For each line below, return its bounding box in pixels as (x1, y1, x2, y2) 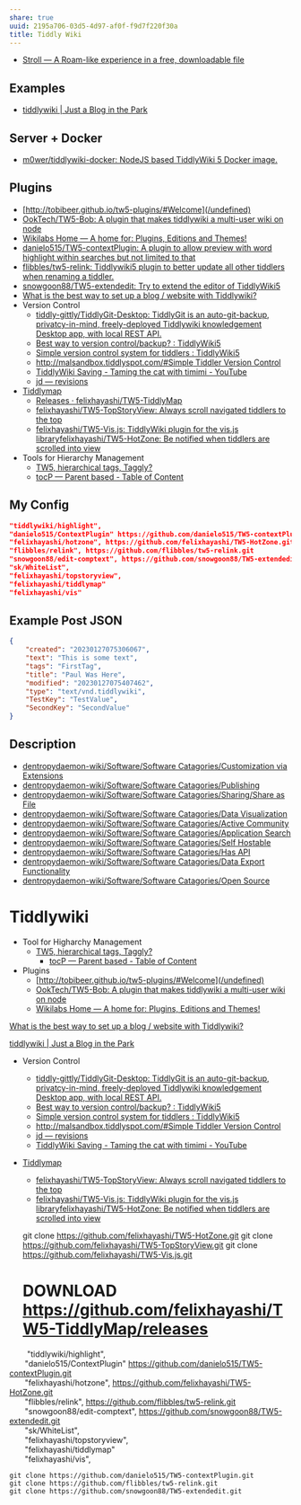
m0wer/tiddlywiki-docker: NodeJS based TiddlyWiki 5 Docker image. (21, 155, 278, 164)
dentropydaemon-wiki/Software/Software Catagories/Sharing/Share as (21, 789, 285, 800)
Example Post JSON (9, 613, 123, 628)
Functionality (21, 865, 71, 876)
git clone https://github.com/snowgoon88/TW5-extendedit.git (9, 1486, 243, 1496)
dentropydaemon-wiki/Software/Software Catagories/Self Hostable (21, 837, 271, 847)
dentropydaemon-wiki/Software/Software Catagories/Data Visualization (21, 808, 288, 819)
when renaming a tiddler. (21, 270, 115, 281)
